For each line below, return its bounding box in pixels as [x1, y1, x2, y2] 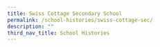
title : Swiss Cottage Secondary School [7, 10, 123, 17]
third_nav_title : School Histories [7, 29, 110, 37]
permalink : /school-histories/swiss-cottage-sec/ [7, 17, 154, 23]
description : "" [7, 23, 54, 30]
